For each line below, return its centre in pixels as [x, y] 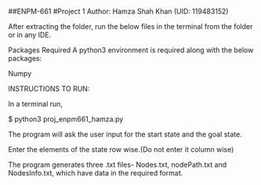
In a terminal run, [35, 104]
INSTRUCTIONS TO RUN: [49, 89]
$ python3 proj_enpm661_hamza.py [66, 119]
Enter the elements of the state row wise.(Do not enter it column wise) [121, 149]
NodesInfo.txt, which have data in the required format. [96, 173]
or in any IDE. [30, 35]
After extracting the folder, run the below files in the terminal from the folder [130, 26]
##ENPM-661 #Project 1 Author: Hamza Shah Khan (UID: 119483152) [118, 11]
